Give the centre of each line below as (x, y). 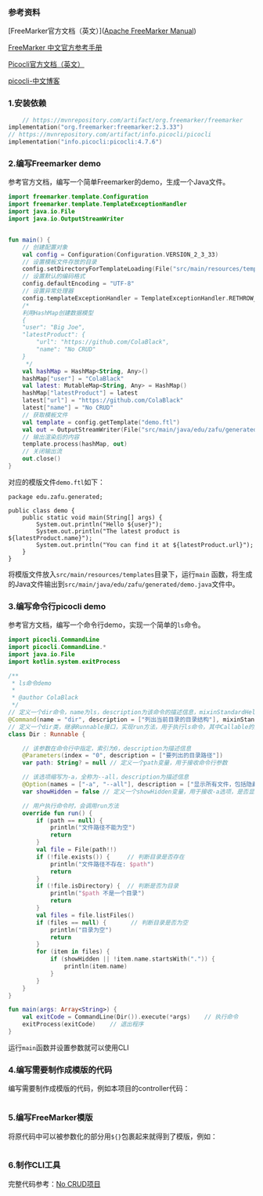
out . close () (41, 459)
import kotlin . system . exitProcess (65, 662)
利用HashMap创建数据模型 (58, 313)
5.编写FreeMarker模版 (50, 1118)
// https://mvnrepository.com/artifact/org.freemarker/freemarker (133, 120)
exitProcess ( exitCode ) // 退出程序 (83, 1025)
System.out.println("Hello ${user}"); (99, 524)
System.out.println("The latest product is (108, 531)
